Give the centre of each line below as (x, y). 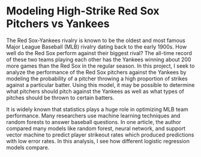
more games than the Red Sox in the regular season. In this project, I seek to (100, 66)
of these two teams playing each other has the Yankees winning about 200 (99, 59)
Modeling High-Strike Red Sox (83, 11)
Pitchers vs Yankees (58, 24)
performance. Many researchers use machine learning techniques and (93, 116)
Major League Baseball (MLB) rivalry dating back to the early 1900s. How (97, 47)
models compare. (28, 147)
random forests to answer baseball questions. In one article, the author (94, 122)
